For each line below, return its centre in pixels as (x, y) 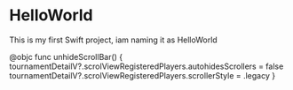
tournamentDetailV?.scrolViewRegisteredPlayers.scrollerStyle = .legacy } (143, 75)
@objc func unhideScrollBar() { (66, 56)
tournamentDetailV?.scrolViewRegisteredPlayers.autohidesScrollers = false (146, 66)
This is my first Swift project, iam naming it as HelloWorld (113, 40)
